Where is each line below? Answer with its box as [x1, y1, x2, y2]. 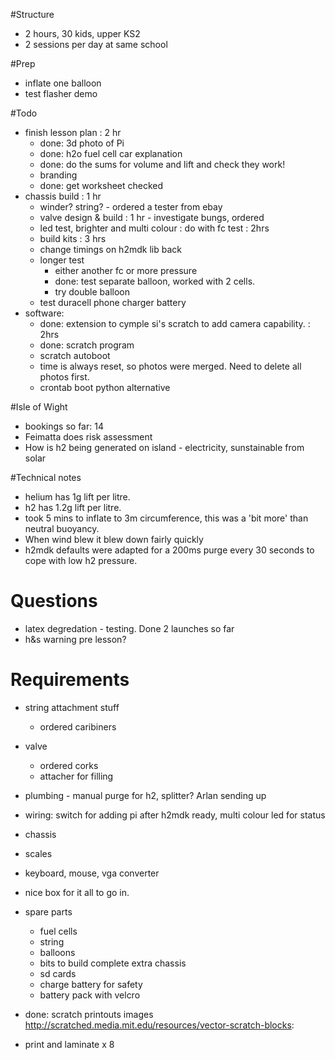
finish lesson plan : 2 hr [24, 127, 122, 138]
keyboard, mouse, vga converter [24, 867, 160, 879]
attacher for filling [39, 770, 114, 782]
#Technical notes [10, 472, 82, 483]
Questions [10, 590, 98, 613]
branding [39, 169, 78, 181]
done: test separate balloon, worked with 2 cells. [54, 275, 256, 287]
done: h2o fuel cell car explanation [39, 148, 183, 159]
